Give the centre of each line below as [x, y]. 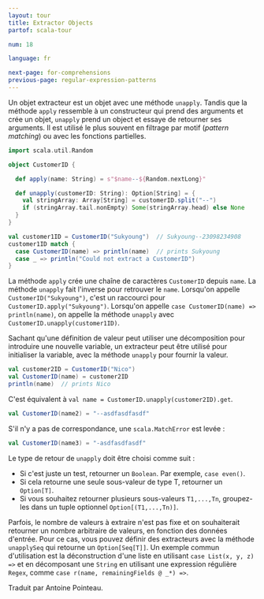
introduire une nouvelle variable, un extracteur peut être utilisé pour [118, 347]
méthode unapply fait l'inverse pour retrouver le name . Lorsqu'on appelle [124, 289]
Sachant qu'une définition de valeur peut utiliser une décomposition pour [127, 338]
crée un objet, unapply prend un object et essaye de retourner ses [115, 119]
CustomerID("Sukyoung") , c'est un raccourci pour [87, 298]
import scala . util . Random [50, 151]
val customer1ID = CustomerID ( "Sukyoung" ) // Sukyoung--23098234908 [125, 236]
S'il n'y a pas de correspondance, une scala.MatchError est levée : [117, 428]
